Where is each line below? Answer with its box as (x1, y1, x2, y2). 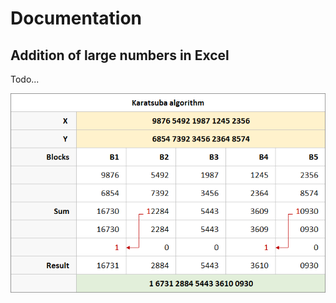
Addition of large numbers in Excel (10, 47, 230, 64)
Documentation (10, 7, 143, 30)
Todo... (10, 73, 40, 85)
